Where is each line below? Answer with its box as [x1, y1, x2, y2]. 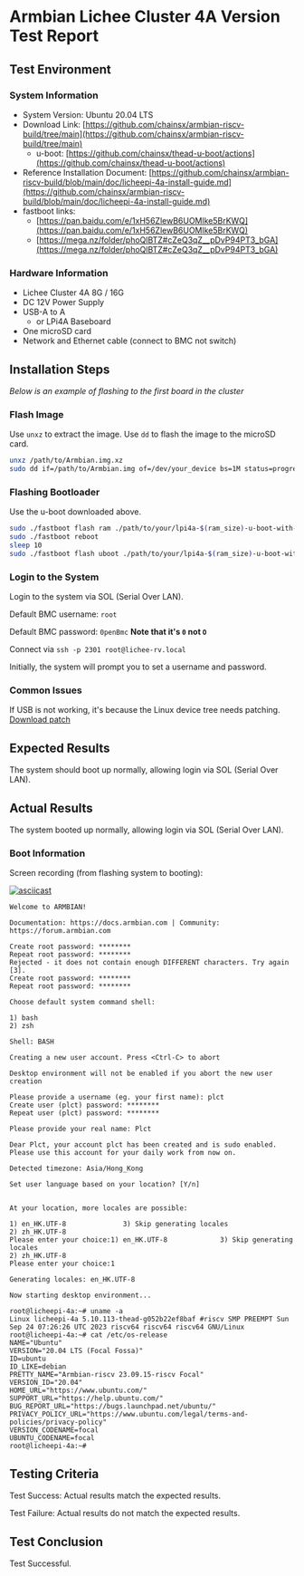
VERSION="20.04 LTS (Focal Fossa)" [9, 1347, 144, 1356]
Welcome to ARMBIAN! [9, 903, 88, 912]
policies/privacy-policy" [9, 1417, 107, 1427]
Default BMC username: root [9, 609, 118, 620]
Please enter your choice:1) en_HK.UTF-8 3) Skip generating [9, 1235, 294, 1244]
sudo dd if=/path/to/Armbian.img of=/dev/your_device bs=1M [9, 465, 242, 474]
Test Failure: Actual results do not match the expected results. [9, 1508, 241, 1519]
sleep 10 [9, 541, 43, 550]
